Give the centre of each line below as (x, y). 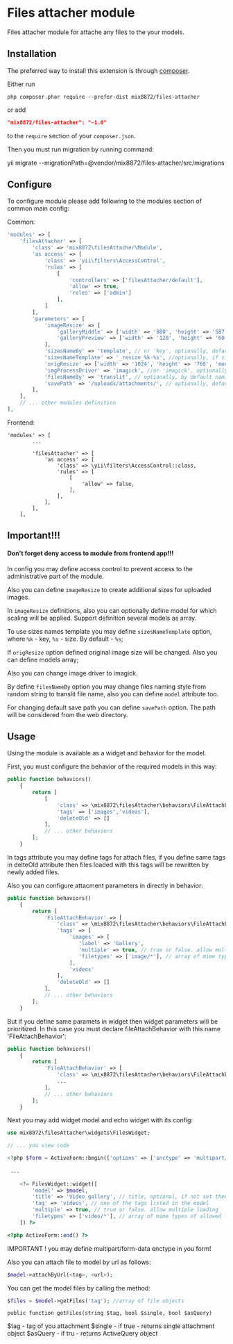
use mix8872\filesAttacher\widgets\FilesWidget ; (79, 1133)
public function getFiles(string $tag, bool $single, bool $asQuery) (110, 1313)
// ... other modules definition (68, 403)
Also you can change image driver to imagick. (72, 673)
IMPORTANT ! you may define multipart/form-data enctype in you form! (109, 1248)
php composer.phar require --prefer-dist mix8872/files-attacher (103, 97)
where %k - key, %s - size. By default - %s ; (65, 639)
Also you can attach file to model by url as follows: (79, 1262)
